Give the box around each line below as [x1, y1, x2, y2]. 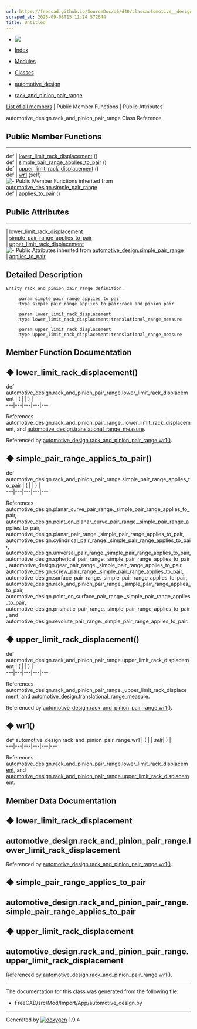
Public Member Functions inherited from [15, 178, 113, 185]
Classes [14, 69, 34, 76]
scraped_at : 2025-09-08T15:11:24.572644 [6, 14, 107, 20]
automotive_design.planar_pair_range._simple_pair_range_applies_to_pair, [6, 530, 185, 537]
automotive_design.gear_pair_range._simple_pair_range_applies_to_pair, [8, 561, 184, 568]
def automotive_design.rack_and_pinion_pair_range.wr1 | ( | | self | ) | [6, 737, 171, 744]
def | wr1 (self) [6, 171, 42, 179]
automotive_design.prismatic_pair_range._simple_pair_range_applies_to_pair [6, 605, 191, 612]
